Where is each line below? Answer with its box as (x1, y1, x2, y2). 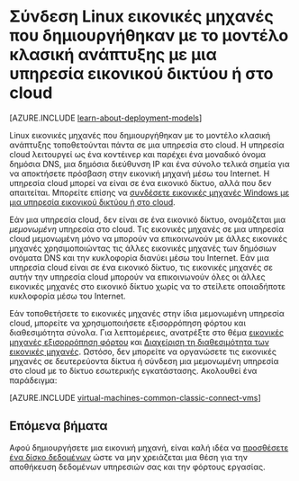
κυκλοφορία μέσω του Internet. (9, 290, 126, 301)
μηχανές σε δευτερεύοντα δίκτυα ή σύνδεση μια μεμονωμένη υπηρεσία (9, 355, 279, 366)
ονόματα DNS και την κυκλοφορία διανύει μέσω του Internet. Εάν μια (9, 252, 270, 263)
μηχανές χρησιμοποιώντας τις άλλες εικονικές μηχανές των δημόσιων (9, 243, 277, 254)
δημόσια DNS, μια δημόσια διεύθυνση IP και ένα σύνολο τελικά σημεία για (9, 158, 290, 169)
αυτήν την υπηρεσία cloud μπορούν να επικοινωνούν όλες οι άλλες (9, 272, 266, 282)
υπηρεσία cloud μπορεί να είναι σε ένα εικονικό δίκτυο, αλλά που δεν (9, 177, 272, 188)
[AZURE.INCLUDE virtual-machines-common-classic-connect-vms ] (9, 392, 261, 403)
